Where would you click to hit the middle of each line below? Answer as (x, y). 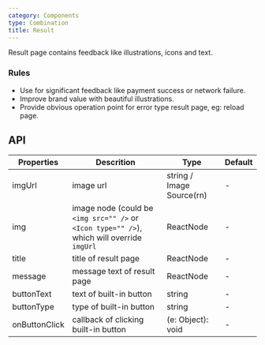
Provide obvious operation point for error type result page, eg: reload (132, 107)
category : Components (44, 15)
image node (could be (113, 208)
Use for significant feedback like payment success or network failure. (132, 90)
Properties (39, 163)
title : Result (32, 30)
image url (90, 186)
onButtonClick (38, 324)
